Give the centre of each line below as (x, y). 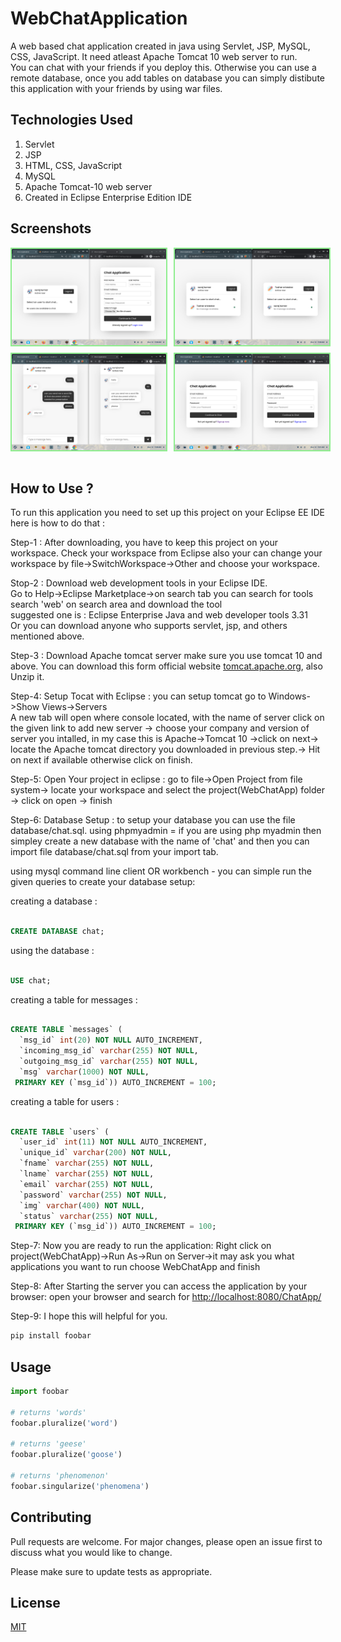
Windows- (289, 696)
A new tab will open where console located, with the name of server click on (167, 718)
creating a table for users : (65, 1101)
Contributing (51, 1517)
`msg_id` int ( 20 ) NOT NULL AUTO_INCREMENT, (111, 1040)
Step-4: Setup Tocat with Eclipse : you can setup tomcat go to (138, 696)
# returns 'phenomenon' (60, 1476)
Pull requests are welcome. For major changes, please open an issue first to (166, 1541)
